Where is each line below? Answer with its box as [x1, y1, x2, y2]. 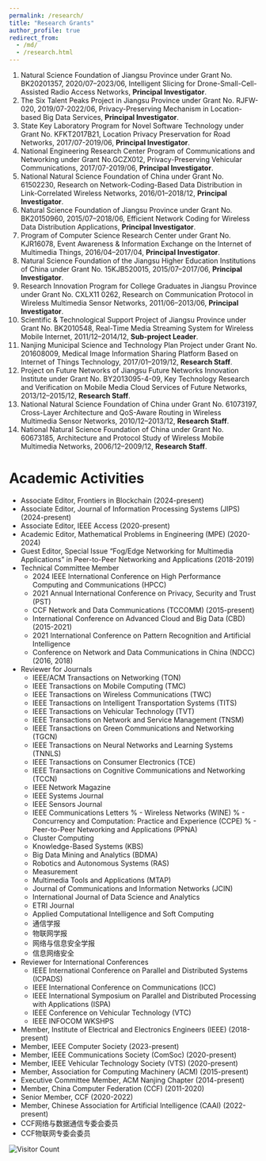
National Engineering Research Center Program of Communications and [20, 146, 256, 156]
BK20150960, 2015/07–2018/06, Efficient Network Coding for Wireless [20, 214, 250, 223]
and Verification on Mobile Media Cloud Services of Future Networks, [20, 383, 248, 391]
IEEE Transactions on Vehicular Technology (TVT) [32, 706, 195, 715]
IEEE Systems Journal [32, 791, 104, 800]
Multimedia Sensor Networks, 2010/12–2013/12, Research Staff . [20, 416, 230, 426]
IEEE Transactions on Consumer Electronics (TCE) [32, 757, 196, 766]
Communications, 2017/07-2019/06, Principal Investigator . [20, 164, 214, 172]
